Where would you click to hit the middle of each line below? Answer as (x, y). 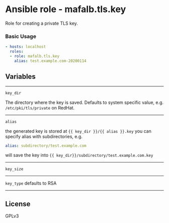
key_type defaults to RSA (31, 183)
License (18, 204)
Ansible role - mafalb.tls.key (66, 9)
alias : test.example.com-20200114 (50, 61)
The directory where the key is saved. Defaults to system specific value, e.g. (84, 102)
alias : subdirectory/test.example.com (46, 146)
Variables (21, 77)
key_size (14, 169)
